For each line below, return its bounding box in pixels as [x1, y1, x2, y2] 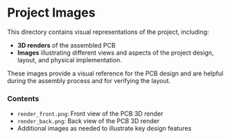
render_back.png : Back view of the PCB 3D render [17, 117, 160, 125]
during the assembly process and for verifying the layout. [7, 76, 171, 84]
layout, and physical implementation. [17, 55, 123, 64]
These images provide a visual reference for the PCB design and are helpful [7, 69, 224, 77]
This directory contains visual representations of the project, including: [7, 28, 209, 36]
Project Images [7, 5, 96, 21]
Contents [7, 93, 39, 103]
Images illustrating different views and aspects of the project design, [17, 48, 214, 57]
